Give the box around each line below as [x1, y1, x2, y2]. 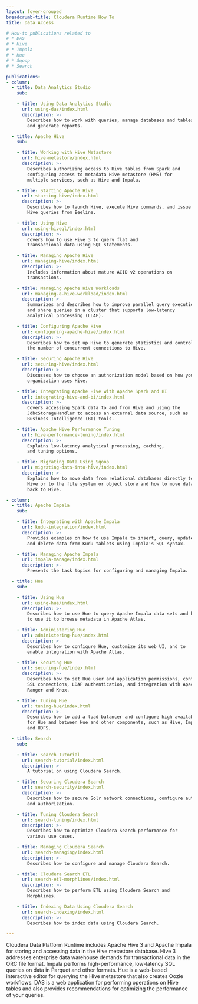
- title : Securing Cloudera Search [16, 779, 104, 785]
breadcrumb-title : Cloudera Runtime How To [6, 14, 115, 20]
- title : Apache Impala [11, 502, 70, 509]
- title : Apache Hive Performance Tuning [16, 426, 120, 432]
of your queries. [6, 992, 45, 999]
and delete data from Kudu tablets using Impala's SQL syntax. [27, 541, 186, 547]
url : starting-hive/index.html [21, 193, 99, 199]
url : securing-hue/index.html [21, 665, 96, 671]
